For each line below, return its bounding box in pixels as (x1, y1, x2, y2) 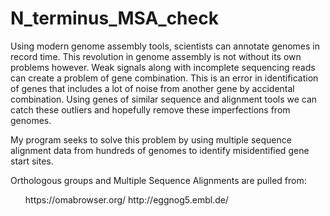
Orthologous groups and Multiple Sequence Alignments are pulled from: (10, 174, 307, 186)
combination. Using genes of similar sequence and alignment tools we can (10, 93, 318, 105)
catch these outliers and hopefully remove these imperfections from (10, 103, 291, 116)
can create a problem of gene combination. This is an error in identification (10, 72, 319, 84)
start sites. (10, 155, 54, 167)
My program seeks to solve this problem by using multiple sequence (10, 133, 292, 146)
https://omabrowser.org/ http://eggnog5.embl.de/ (24, 193, 229, 206)
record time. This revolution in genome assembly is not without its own (10, 50, 302, 62)
